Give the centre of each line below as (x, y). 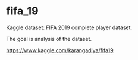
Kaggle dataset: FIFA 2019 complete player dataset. (69, 27)
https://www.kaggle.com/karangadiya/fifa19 (60, 50)
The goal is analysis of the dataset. (49, 39)
